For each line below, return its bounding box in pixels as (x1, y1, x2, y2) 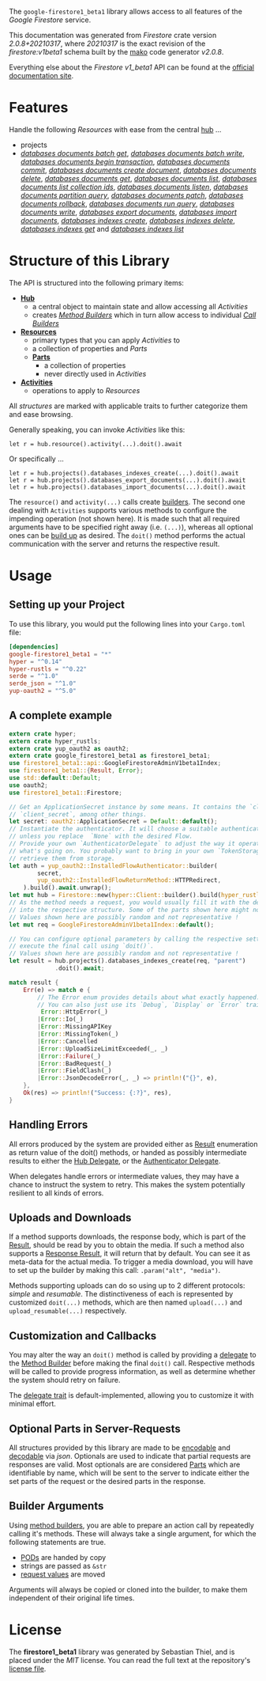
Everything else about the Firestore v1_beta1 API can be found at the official (9, 62, 255, 72)
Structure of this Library (9, 252, 170, 270)
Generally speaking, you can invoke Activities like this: (9, 425, 185, 434)
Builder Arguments (9, 1499, 104, 1513)
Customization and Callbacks (9, 1329, 157, 1342)
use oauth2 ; (9, 781, 48, 789)
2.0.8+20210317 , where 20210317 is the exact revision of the (9, 39, 206, 48)
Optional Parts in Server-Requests (9, 1422, 181, 1435)
